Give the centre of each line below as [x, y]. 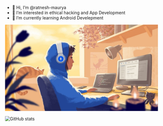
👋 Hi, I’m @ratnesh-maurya [39, 8]
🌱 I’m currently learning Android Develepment [57, 18]
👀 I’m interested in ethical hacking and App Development [69, 13]
